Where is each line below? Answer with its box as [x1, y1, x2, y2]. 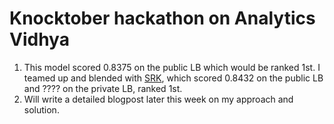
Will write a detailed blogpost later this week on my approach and [23, 93, 294, 105]
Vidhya [9, 28, 70, 51]
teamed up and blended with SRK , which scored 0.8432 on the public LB [23, 72, 324, 84]
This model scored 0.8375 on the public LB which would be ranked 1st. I [23, 61, 321, 73]
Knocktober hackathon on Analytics [9, 7, 316, 30]
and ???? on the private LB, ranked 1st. [23, 82, 183, 94]
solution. [23, 103, 60, 116]
